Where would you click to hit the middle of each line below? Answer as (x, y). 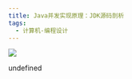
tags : (17, 23)
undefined (25, 68)
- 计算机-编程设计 (42, 30)
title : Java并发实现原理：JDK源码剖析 (66, 16)
